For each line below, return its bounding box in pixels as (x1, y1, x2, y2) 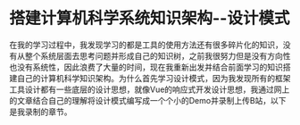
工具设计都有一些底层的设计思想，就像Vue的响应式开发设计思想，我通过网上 (9, 84, 290, 95)
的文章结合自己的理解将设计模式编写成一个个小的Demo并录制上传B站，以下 (9, 95, 287, 105)
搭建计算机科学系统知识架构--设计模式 (9, 8, 290, 29)
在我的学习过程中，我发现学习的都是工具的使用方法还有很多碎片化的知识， (9, 39, 283, 50)
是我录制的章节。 (9, 106, 72, 117)
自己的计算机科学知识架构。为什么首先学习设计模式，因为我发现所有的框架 (16, 72, 291, 83)
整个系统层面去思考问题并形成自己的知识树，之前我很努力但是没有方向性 (24, 50, 291, 61)
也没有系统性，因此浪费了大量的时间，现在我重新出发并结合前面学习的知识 (9, 62, 283, 72)
